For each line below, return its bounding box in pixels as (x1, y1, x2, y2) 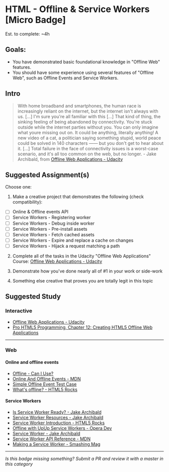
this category (5, 461, 33, 467)
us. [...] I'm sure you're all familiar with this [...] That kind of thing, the (17, 113, 161, 119)
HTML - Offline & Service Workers (5, 4, 150, 15)
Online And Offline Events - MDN (12, 375, 81, 382)
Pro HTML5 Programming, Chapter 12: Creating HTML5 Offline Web (12, 324, 153, 330)
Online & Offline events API (12, 209, 69, 215)
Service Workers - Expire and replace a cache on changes (12, 237, 134, 243)
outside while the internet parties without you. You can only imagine (17, 124, 158, 130)
